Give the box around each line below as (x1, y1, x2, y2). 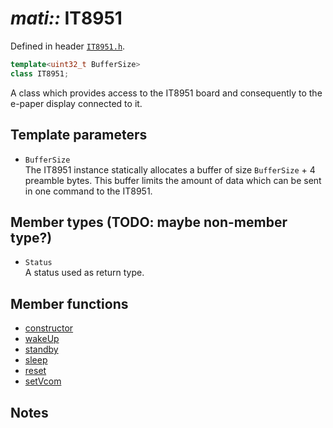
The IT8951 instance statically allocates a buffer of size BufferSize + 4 (24, 163, 316, 176)
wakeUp (24, 333, 60, 345)
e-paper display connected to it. (10, 97, 143, 109)
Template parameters (10, 127, 148, 144)
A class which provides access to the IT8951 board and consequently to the (10, 87, 323, 99)
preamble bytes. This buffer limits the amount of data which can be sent (24, 174, 322, 186)
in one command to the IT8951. (24, 185, 153, 197)
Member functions (10, 295, 129, 312)
